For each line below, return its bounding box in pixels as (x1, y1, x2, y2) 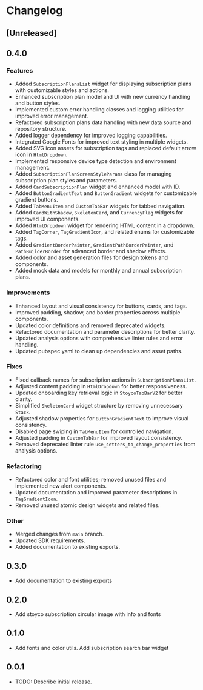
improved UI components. (15, 216, 80, 223)
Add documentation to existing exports (15, 577, 113, 585)
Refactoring (6, 462, 42, 470)
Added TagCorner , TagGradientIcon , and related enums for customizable (15, 228, 195, 236)
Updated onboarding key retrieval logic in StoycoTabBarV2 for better (15, 389, 183, 396)
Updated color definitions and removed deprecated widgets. (15, 322, 166, 329)
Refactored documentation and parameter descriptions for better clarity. (15, 328, 196, 335)
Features (6, 66, 33, 75)
